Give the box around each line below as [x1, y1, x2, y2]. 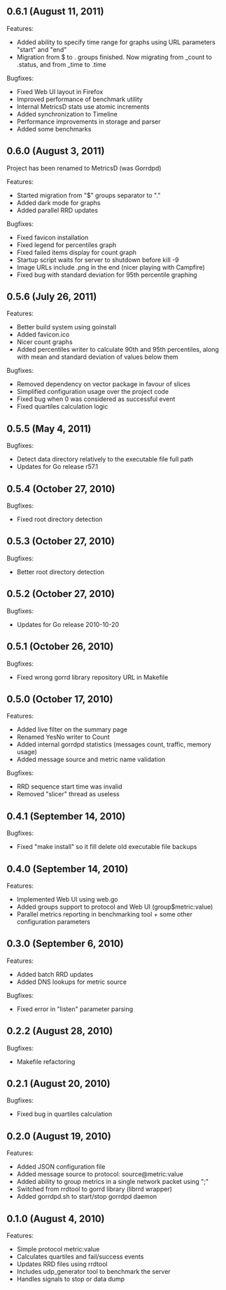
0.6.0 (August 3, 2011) [6, 145, 105, 157]
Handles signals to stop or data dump [16, 1275, 125, 1283]
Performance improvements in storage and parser [16, 117, 162, 126]
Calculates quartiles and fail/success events [16, 1253, 144, 1261]
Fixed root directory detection [16, 515, 103, 524]
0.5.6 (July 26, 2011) [6, 291, 97, 303]
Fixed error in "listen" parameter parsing [16, 1004, 134, 1013]
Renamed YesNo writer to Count [16, 733, 110, 742]
